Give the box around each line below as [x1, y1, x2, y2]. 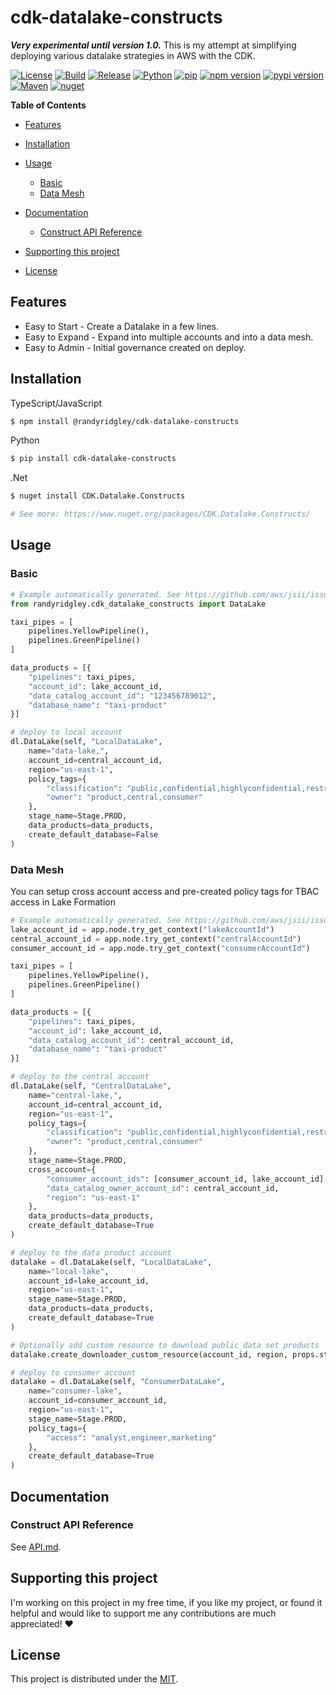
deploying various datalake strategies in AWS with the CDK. [10, 49, 256, 61]
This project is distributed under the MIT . [10, 1673, 179, 1685]
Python [10, 434, 40, 446]
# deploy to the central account [10, 1072, 150, 1082]
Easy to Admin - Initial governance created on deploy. [24, 341, 247, 353]
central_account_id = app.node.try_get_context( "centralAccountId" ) [10, 934, 302, 944]
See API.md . [10, 1541, 62, 1553]
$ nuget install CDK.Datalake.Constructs [10, 491, 186, 501]
